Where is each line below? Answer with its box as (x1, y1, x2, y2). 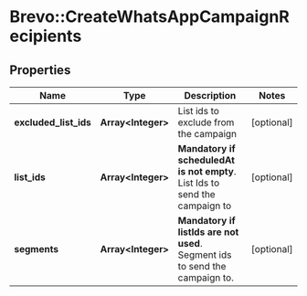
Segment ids (177, 248, 232, 261)
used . (177, 238, 203, 249)
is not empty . (177, 165, 237, 177)
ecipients (9, 26, 82, 47)
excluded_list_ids (14, 116, 91, 129)
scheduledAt (177, 153, 236, 166)
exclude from (177, 116, 235, 129)
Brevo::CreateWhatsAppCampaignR (9, 6, 290, 27)
